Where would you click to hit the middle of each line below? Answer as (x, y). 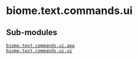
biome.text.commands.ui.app (41, 46)
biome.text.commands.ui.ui (39, 51)
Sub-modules (32, 32)
